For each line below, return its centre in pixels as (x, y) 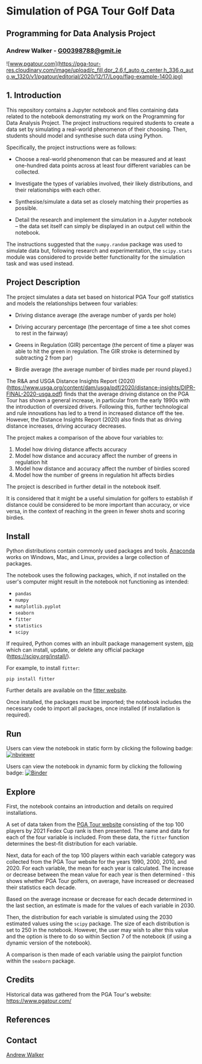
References (28, 1020)
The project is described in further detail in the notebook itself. (84, 486)
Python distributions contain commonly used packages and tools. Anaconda (101, 551)
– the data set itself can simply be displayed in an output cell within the (103, 226)
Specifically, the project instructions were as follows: (72, 147)
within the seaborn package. (41, 961)
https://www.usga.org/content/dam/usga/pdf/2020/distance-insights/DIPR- (102, 387)
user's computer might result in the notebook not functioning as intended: (98, 582)
